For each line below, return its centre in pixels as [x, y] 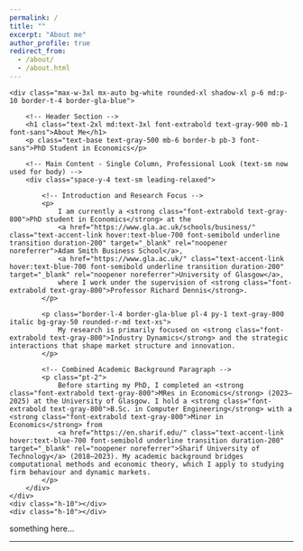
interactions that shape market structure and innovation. [123, 346]
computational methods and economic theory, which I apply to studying [147, 464]
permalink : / [34, 18]
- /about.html [44, 69]
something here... [42, 528]
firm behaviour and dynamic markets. [80, 472]
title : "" [28, 26]
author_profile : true [50, 43]
